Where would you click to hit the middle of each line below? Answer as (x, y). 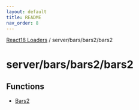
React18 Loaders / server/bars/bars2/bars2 (59, 40)
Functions (25, 86)
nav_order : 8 (22, 23)
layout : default (26, 12)
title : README (24, 17)
